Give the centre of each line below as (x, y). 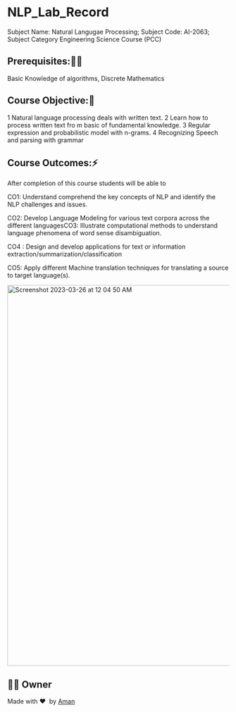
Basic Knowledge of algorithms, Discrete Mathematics (86, 78)
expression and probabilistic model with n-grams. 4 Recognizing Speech (113, 132)
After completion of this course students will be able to (87, 183)
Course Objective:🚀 (51, 100)
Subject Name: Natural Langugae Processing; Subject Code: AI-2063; (108, 32)
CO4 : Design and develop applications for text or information (97, 246)
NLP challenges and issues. (48, 204)
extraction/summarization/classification (64, 254)
